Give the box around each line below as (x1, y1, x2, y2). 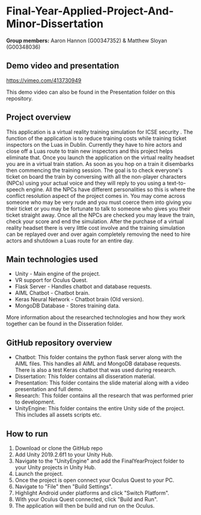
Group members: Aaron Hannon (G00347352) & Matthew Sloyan (6, 37, 167, 44)
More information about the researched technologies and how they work (6, 314, 186, 321)
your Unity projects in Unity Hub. (14, 464, 96, 470)
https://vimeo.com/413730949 (6, 76, 82, 84)
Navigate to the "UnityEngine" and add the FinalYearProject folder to (14, 457, 185, 464)
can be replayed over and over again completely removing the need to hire (6, 230, 191, 238)
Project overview (6, 113, 71, 123)
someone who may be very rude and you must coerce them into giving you (6, 199, 192, 206)
